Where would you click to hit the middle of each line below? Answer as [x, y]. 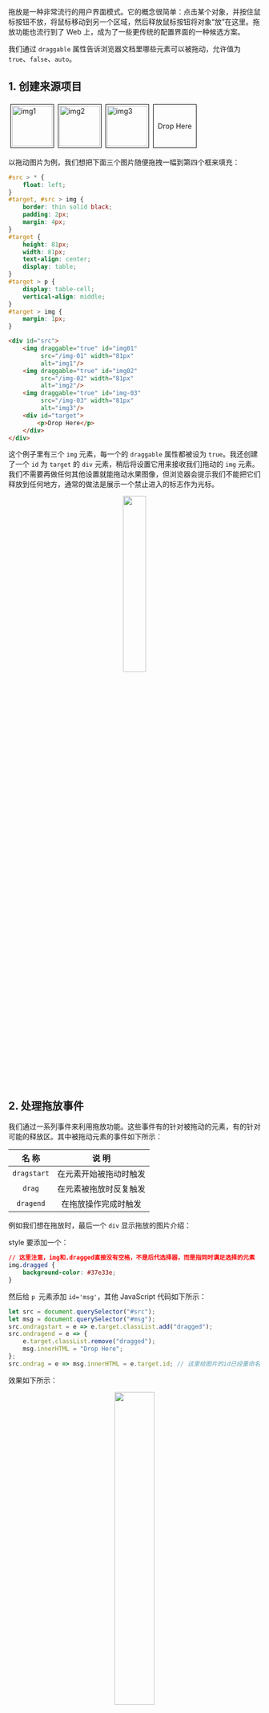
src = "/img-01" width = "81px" [87, 355]
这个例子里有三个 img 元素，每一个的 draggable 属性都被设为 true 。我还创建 [133, 454]
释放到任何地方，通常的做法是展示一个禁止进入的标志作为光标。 [113, 485]
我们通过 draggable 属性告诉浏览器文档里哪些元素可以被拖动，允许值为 [125, 49]
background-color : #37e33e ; [69, 1273]
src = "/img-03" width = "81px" [87, 401]
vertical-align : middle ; [64, 296]
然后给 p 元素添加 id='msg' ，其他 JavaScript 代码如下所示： [107, 1296]
